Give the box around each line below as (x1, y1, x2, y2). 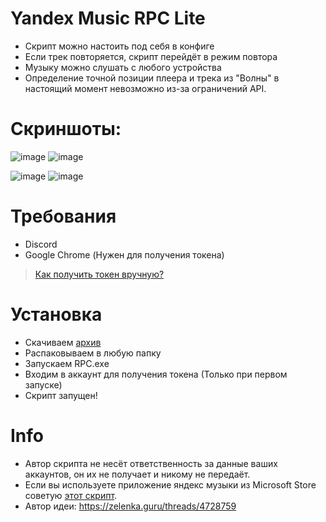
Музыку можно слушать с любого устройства (24, 61, 222, 73)
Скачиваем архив (24, 336, 102, 348)
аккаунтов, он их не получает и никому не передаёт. (24, 468, 251, 480)
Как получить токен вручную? (34, 268, 165, 280)
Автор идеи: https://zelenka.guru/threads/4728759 (24, 500, 237, 512)
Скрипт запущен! (24, 389, 98, 401)
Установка (10, 303, 103, 326)
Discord (24, 238, 58, 250)
